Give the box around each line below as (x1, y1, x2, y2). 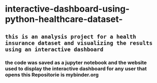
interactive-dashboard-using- (5, 3, 130, 15)
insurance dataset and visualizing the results (5, 39, 153, 47)
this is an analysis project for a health (5, 33, 137, 40)
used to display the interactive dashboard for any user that (5, 65, 147, 72)
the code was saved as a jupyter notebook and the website (5, 59, 147, 66)
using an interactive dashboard (5, 46, 104, 53)
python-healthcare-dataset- (5, 14, 123, 25)
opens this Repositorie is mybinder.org (5, 71, 99, 78)
